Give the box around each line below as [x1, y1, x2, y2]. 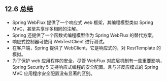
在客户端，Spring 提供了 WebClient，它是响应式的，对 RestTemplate [12, 45, 155, 51]
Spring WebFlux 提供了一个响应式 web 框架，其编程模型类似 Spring [12, 19, 153, 25]
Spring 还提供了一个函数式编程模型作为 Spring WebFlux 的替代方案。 [12, 32, 157, 38]
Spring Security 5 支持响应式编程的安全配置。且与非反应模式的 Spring [12, 64, 158, 70]
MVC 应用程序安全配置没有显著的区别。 [12, 70, 95, 76]
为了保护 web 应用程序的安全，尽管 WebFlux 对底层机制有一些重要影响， [12, 58, 164, 64]
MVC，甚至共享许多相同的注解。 [12, 25, 81, 32]
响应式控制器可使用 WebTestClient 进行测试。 [12, 38, 108, 44]
